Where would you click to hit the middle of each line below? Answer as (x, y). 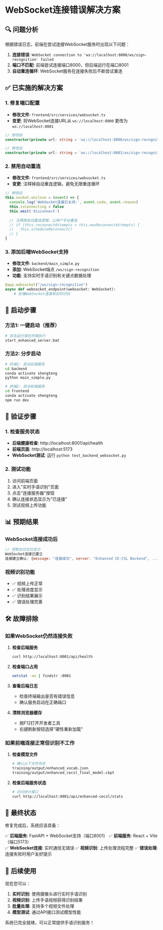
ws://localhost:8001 (33, 126)
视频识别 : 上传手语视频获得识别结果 (47, 900)
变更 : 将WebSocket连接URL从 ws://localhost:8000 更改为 (70, 120)
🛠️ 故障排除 (22, 619)
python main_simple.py (28, 378)
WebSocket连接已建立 (24, 554)
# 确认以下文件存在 (29, 764)
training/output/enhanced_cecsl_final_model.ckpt (63, 773)
